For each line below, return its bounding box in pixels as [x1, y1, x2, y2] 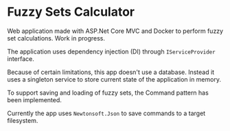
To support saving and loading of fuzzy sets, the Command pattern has [7, 88, 209, 97]
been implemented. [7, 95, 62, 104]
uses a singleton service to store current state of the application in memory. [7, 75, 222, 83]
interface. [7, 54, 34, 62]
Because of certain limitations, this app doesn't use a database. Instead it [7, 68, 215, 76]
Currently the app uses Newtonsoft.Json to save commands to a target [7, 109, 206, 117]
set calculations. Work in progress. [7, 34, 105, 42]
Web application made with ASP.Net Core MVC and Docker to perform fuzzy [7, 27, 224, 35]
